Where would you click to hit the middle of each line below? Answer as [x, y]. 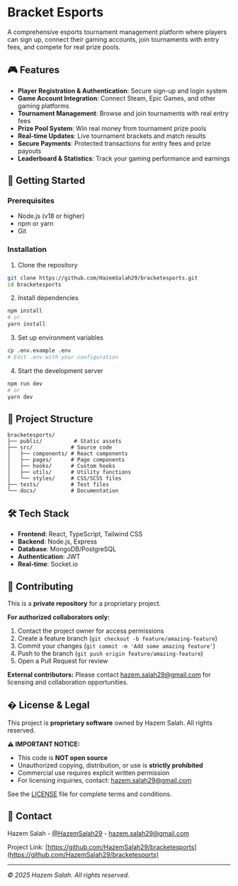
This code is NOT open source [63, 757]
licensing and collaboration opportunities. [68, 682]
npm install [25, 311]
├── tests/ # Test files [58, 485]
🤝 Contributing [40, 586]
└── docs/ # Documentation [63, 491]
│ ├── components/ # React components [68, 454]
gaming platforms [43, 105]
